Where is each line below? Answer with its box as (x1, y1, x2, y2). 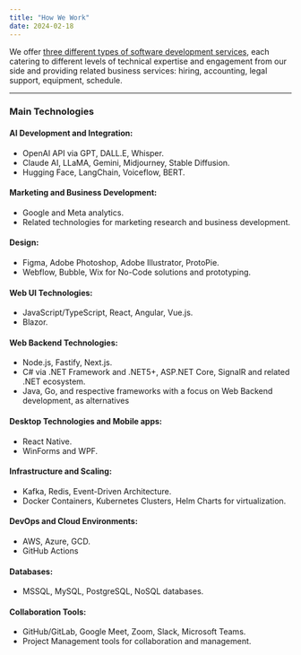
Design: (9, 237, 39, 248)
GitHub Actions (21, 546, 79, 556)
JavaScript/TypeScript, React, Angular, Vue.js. (21, 307, 193, 319)
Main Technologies (9, 105, 94, 118)
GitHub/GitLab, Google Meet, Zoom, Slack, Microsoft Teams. (21, 626, 246, 637)
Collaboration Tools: (9, 607, 87, 617)
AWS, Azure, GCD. (21, 536, 91, 547)
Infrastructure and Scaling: (9, 466, 112, 476)
